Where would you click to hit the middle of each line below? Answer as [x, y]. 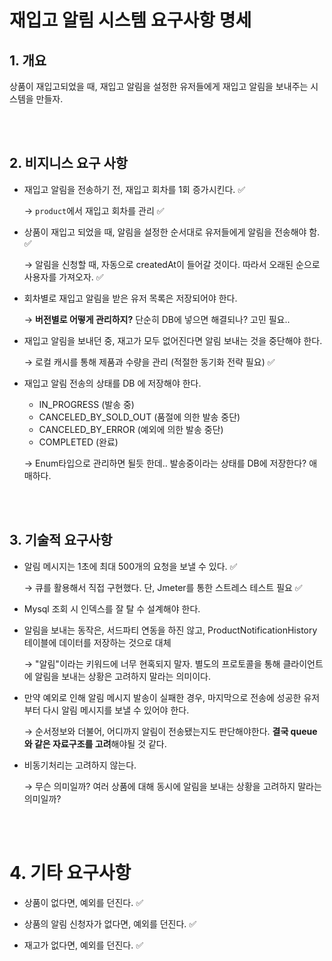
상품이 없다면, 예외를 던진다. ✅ [83, 902]
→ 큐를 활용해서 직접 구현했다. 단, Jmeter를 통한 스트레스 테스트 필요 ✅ [163, 587]
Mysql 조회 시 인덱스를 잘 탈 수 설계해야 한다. [112, 608]
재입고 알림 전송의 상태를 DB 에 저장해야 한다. [112, 383]
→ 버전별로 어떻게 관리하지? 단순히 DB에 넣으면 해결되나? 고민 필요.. [157, 319]
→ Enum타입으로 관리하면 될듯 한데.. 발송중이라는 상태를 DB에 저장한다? [165, 463]
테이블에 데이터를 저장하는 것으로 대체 [97, 642]
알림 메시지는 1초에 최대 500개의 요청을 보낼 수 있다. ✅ [130, 566]
